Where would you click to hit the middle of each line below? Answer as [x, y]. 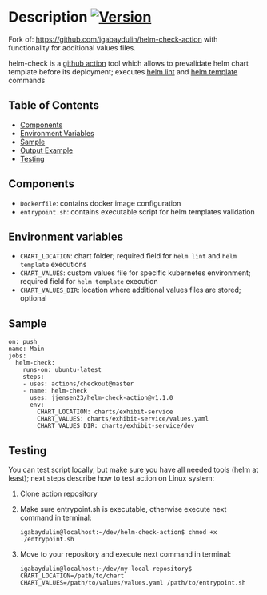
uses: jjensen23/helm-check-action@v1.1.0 [101, 398]
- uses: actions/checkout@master [78, 384]
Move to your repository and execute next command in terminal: [126, 554]
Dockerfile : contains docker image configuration [100, 203]
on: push [23, 342]
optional [33, 298]
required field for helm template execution [89, 282]
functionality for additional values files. [72, 47]
